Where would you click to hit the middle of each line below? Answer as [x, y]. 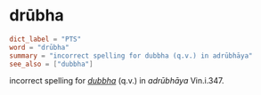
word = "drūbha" [39, 47]
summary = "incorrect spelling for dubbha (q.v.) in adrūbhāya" [131, 55]
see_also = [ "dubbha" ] [51, 64]
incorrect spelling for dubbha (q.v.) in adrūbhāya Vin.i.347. [117, 81]
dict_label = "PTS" [45, 39]
